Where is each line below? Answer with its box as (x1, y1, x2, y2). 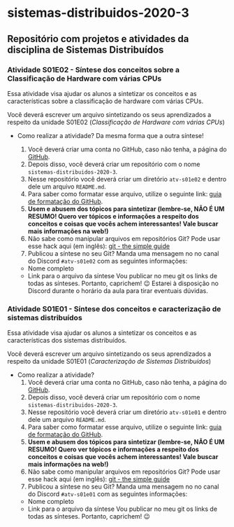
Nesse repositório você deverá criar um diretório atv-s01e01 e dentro (27, 408, 227, 416)
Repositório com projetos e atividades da (7, 33, 189, 45)
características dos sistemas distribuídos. (7, 336, 127, 345)
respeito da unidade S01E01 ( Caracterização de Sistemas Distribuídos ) (7, 357, 212, 366)
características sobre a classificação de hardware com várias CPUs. (7, 97, 204, 105)
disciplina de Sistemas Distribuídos (7, 43, 164, 55)
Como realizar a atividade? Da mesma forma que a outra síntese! (17, 131, 204, 139)
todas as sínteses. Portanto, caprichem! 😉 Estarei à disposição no (27, 279, 219, 287)
